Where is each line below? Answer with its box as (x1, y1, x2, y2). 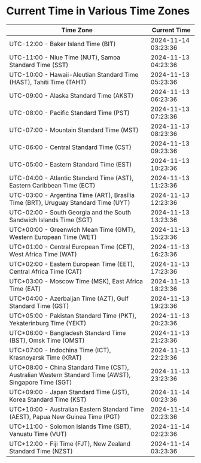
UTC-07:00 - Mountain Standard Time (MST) (9, 126, 139, 134)
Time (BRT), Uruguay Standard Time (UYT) (9, 198, 130, 207)
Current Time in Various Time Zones (6, 4, 190, 18)
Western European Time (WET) (9, 232, 97, 241)
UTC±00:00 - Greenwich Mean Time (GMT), (9, 225, 136, 234)
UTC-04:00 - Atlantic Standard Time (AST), (9, 174, 134, 182)
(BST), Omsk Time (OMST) (9, 336, 85, 344)
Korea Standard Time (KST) (9, 395, 87, 404)
